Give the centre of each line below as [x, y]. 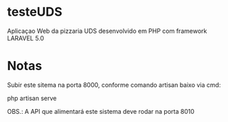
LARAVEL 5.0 [26, 38]
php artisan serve [32, 98]
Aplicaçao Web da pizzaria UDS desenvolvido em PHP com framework [107, 31]
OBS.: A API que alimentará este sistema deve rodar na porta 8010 [101, 111]
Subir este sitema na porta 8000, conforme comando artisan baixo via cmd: [114, 85]
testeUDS [35, 12]
